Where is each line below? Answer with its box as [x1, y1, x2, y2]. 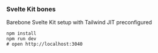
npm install [6, 30, 36, 37]
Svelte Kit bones [6, 5, 56, 13]
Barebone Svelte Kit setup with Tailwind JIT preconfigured [6, 19, 153, 26]
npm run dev [6, 36, 36, 42]
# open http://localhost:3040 [6, 41, 83, 48]
